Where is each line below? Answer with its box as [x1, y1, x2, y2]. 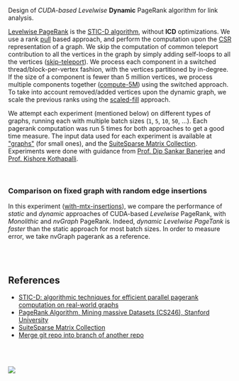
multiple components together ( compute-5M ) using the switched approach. [8, 80, 229, 88]
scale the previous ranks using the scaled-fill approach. [8, 95, 171, 104]
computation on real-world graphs [18, 301, 119, 309]
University [18, 316, 49, 324]
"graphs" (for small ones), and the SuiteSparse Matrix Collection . [8, 139, 198, 148]
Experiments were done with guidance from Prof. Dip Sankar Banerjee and [8, 147, 226, 155]
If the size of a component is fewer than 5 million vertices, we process [8, 73, 213, 81]
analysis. [8, 14, 34, 22]
